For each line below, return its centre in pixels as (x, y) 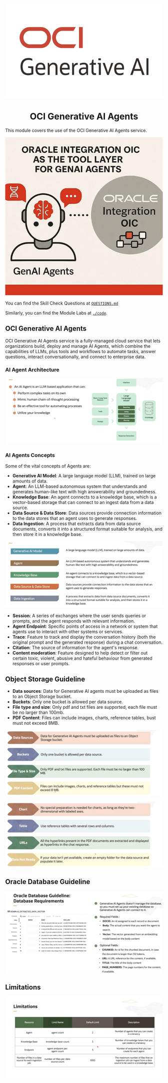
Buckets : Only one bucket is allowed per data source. (68, 702)
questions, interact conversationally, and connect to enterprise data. (75, 357)
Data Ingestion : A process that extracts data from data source (76, 524)
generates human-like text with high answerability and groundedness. (84, 492)
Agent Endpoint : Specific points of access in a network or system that (85, 626)
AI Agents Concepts (30, 455)
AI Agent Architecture (32, 370)
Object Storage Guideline (45, 680)
